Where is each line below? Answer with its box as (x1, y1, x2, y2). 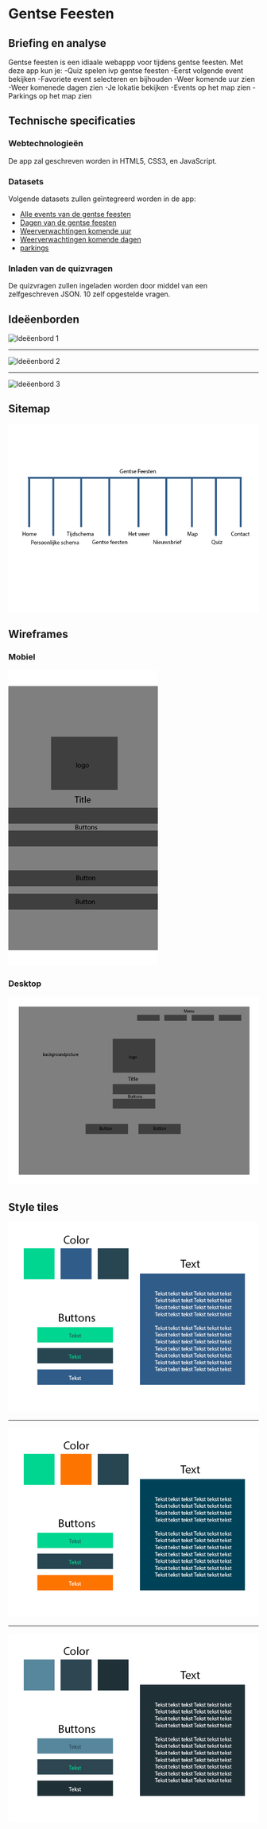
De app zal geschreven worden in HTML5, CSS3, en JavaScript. (8, 156, 217, 165)
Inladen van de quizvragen (8, 263, 114, 274)
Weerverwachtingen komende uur (19, 226, 132, 235)
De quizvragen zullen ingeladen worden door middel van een (8, 281, 208, 291)
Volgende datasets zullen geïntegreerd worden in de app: (8, 194, 196, 203)
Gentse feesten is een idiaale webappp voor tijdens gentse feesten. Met (8, 57, 244, 67)
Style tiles (8, 1201, 60, 1214)
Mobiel (8, 652, 36, 663)
